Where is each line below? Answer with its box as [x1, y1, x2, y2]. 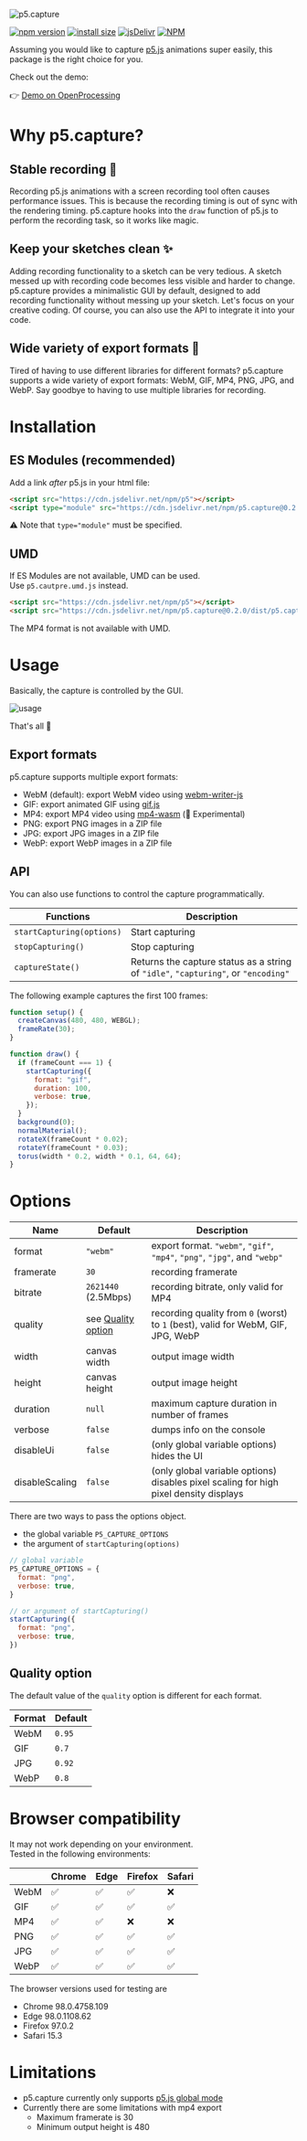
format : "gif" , [33, 1075, 92, 1084]
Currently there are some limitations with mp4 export [22, 2102, 222, 2113]
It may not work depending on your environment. [9, 1838, 194, 1849]
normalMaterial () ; [17, 1125, 89, 1135]
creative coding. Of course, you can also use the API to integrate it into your [9, 304, 295, 315]
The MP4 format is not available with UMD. [9, 623, 171, 634]
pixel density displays [151, 1487, 244, 1500]
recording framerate [151, 1266, 238, 1279]
